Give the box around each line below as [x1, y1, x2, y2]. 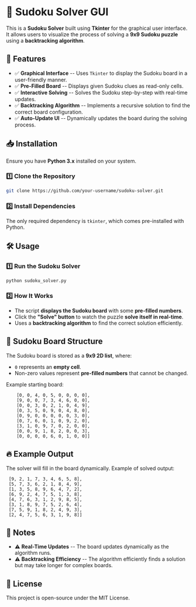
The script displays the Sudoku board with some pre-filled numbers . [14, 307, 183, 314]
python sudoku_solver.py [6, 277, 67, 283]
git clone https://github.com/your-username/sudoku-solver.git [6, 187, 164, 194]
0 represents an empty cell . [14, 363, 81, 371]
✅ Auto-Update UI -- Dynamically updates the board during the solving [14, 114, 187, 122]
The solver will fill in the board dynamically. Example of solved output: [6, 465, 174, 472]
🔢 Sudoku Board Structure [6, 337, 104, 347]
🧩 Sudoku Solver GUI [6, 5, 109, 19]
